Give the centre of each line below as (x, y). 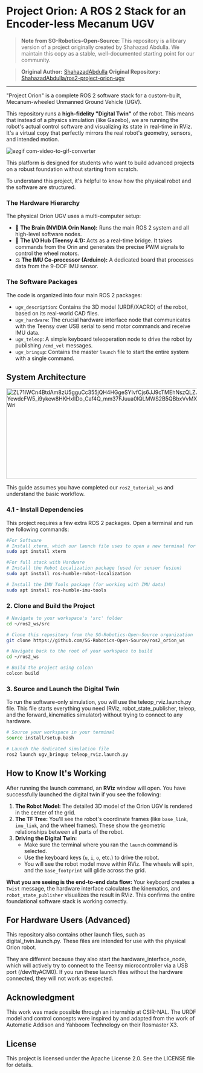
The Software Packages (42, 282)
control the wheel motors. (47, 253)
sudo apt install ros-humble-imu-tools (56, 590)
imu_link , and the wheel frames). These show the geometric (90, 825)
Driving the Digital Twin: (46, 838)
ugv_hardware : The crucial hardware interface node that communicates (103, 320)
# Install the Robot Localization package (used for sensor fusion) (94, 568)
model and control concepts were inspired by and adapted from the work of (101, 1019)
